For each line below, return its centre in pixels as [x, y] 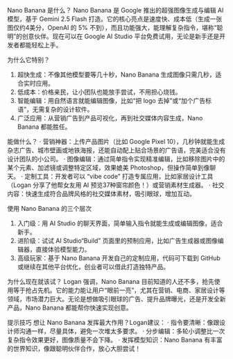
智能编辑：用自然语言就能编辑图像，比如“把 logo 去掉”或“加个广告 [111, 101]
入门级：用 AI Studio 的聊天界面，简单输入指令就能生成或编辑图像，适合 [120, 223]
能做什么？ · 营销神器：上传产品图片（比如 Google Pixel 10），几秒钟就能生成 [116, 142]
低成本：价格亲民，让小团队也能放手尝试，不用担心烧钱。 [99, 92]
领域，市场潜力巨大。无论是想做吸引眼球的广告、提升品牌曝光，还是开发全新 [116, 299]
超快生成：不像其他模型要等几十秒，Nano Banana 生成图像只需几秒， [116, 74]
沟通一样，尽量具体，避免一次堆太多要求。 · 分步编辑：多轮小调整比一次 [122, 331]
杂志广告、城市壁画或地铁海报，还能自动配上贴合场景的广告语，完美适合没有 [116, 150]
